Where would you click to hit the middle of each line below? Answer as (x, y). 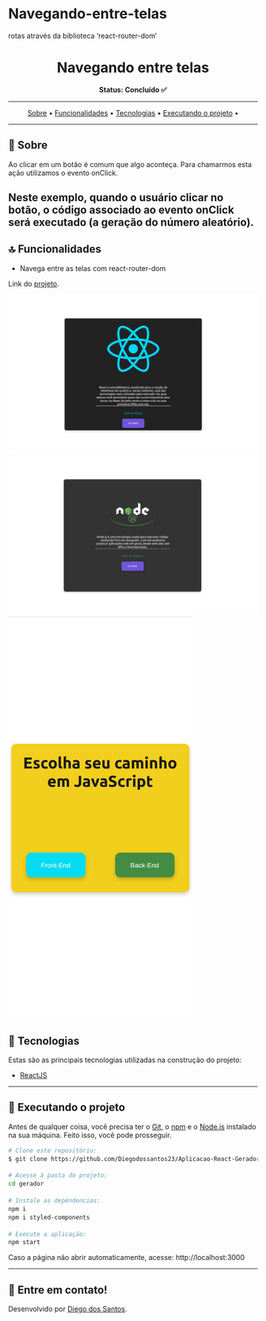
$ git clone (28, 1159)
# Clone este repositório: (53, 1150)
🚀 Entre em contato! (58, 1290)
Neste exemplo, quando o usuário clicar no (116, 198)
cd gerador (26, 1184)
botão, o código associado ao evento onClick (122, 210)
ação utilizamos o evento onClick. (63, 173)
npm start (25, 1243)
